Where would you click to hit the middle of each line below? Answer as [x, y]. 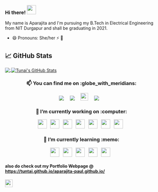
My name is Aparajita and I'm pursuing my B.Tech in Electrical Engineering [79, 23]
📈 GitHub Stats [29, 56]
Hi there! [16, 12]
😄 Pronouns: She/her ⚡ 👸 [38, 38]
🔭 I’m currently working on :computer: [81, 112]
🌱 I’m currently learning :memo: [81, 140]
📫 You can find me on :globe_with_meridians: [81, 83]
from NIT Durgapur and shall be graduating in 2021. [56, 28]
